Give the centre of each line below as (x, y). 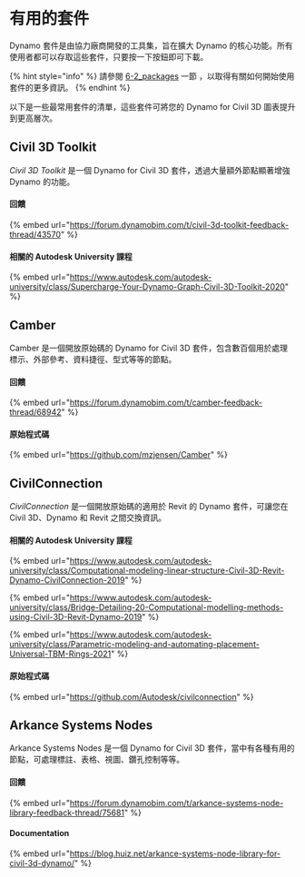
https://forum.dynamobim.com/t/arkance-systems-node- (177, 803)
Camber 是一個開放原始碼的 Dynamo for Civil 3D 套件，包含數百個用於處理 (149, 348)
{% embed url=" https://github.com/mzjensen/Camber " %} (119, 455)
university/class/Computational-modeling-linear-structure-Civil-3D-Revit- (147, 571)
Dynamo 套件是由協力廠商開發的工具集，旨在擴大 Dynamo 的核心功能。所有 (151, 45)
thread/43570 (35, 234)
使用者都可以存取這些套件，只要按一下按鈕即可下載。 (109, 56)
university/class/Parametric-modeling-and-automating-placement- (135, 645)
